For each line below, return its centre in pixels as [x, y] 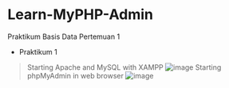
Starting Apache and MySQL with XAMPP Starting [124, 67]
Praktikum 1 [38, 52]
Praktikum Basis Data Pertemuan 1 [64, 36]
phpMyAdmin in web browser [75, 75]
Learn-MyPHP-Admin [80, 15]
